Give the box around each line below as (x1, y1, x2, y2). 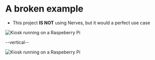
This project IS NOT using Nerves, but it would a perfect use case (12, 20, 150, 26)
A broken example (5, 3, 84, 15)
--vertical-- (5, 39, 29, 45)
